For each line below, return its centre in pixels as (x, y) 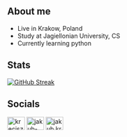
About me (29, 12)
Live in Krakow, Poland (50, 28)
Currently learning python (54, 43)
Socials (24, 104)
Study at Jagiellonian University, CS (69, 36)
